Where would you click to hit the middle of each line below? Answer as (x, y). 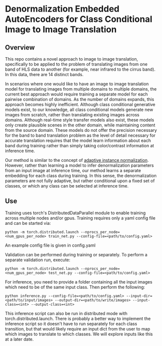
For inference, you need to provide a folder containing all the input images (79, 282)
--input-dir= (139, 296)
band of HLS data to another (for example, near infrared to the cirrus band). (80, 69)
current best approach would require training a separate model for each (77, 94)
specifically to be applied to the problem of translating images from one (76, 64)
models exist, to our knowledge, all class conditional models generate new (79, 110)
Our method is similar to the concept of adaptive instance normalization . (77, 160)
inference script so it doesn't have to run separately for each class (71, 324)
